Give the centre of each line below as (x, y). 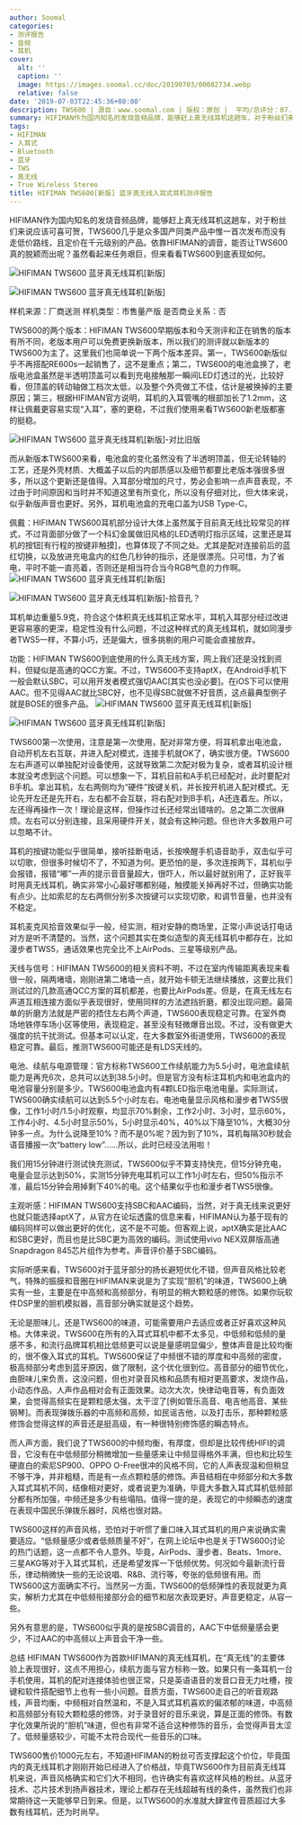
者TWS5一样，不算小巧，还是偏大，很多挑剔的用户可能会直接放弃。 (135, 639)
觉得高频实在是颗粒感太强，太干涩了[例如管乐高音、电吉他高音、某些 (160, 1401)
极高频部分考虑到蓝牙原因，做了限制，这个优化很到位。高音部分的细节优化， (151, 1367)
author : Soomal (38, 18)
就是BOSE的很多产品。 (52, 704)
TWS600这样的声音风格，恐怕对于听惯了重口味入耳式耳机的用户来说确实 (144, 1529)
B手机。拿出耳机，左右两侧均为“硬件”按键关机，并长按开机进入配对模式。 (145, 787)
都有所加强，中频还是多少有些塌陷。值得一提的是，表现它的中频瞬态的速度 (155, 1499)
